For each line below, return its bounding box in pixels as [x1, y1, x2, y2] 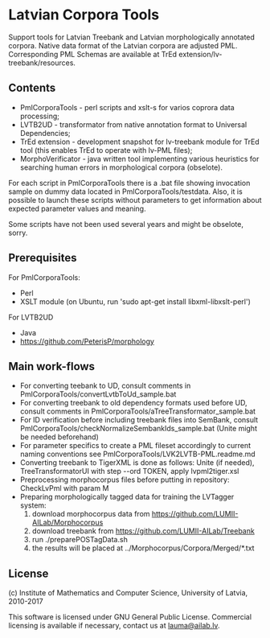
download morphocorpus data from [31, 509, 150, 519]
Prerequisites [8, 251, 77, 265]
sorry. [8, 228, 28, 237]
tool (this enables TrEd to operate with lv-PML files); [19, 145, 193, 154]
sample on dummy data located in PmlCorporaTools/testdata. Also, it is [8, 187, 243, 196]
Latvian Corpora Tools [8, 6, 159, 24]
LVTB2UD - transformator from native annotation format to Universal [19, 119, 247, 130]
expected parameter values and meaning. [8, 204, 146, 213]
